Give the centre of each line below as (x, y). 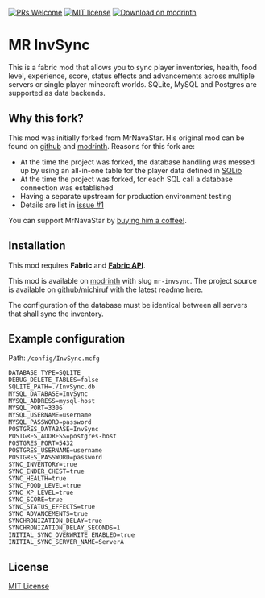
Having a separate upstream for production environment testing (126, 196)
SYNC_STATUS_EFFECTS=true (52, 507)
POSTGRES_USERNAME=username (56, 451)
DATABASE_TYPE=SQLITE (45, 373)
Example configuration (67, 338)
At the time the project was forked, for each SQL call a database (126, 179)
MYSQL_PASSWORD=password (50, 422)
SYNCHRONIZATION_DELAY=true (56, 521)
